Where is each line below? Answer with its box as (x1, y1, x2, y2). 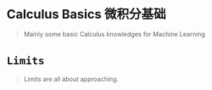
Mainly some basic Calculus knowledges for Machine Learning (23, 29, 206, 38)
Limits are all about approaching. (23, 75, 119, 83)
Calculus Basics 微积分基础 (6, 6, 166, 22)
